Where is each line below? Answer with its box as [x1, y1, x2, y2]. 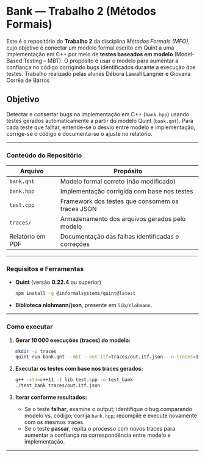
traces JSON [60, 205, 97, 214]
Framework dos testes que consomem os [60, 197, 179, 206]
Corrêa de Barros [6, 76, 50, 84]
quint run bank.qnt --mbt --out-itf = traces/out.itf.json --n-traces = [15, 354, 196, 360]
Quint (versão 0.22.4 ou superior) [15, 278, 102, 286]
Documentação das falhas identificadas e [60, 232, 179, 241]
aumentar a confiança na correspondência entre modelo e [24, 431, 171, 439]
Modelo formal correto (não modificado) [60, 177, 176, 186]
